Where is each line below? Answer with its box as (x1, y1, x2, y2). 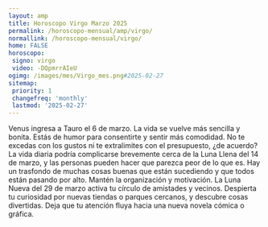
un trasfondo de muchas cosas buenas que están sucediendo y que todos (8, 167, 255, 176)
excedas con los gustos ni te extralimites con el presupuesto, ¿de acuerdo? (8, 141, 258, 151)
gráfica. (8, 209, 35, 219)
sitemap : (8, 79, 38, 87)
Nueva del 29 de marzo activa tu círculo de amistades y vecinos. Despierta (8, 184, 258, 193)
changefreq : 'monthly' (11, 94, 89, 102)
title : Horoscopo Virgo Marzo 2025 (8, 19, 128, 27)
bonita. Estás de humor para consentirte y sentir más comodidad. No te (8, 132, 245, 142)
